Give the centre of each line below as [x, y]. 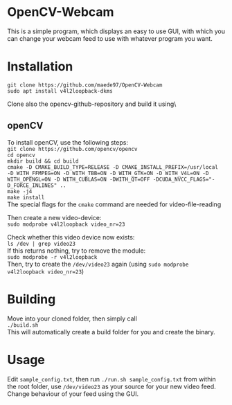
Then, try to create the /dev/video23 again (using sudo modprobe [98, 264]
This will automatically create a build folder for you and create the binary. [111, 332]
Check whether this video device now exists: [71, 237]
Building [32, 299]
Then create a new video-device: [54, 217]
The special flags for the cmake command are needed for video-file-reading [114, 204]
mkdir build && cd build [43, 161]
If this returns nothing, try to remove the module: [77, 251]
